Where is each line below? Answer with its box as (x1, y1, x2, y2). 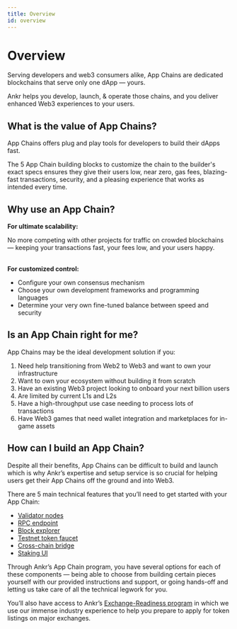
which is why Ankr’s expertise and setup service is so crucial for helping (7, 468, 218, 477)
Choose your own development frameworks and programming (17, 286, 200, 295)
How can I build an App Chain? (7, 442, 145, 454)
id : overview (7, 17, 46, 24)
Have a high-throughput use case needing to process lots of (17, 399, 194, 407)
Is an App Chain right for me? (7, 329, 139, 341)
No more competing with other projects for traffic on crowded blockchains (7, 236, 224, 244)
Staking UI (17, 548, 48, 557)
